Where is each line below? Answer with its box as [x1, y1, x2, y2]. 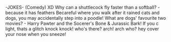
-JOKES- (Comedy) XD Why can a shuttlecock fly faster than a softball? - [5, 5, 160, 10]
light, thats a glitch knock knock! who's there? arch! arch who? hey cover [5, 26, 159, 32]
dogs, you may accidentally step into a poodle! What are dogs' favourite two [5, 15, 166, 21]
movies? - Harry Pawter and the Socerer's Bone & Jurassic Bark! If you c [5, 20, 159, 26]
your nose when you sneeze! [5, 31, 67, 37]
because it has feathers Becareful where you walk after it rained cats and [5, 10, 160, 16]
